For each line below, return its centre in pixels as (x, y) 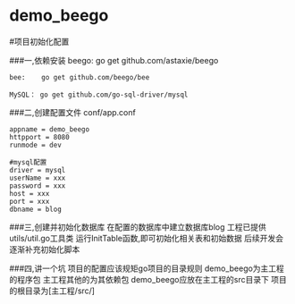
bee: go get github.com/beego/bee (80, 77)
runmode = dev (36, 145)
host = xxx (29, 193)
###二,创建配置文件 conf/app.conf (72, 112)
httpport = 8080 (39, 137)
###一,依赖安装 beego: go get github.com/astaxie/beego (114, 60)
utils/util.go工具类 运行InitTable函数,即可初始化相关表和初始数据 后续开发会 (147, 238)
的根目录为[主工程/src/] (52, 291)
